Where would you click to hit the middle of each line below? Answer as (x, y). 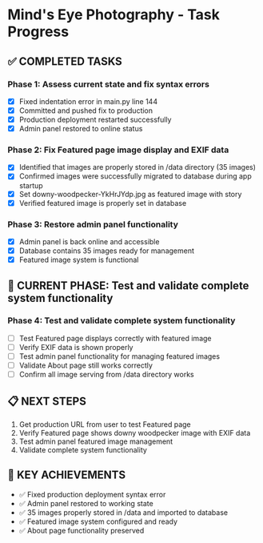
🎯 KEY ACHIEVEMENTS (67, 475)
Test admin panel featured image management (96, 441)
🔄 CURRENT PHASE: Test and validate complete (128, 286)
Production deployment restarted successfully (95, 119)
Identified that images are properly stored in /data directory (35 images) (137, 167)
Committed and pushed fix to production (86, 111)
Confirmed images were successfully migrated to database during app (135, 176)
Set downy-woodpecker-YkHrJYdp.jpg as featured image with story (130, 194)
